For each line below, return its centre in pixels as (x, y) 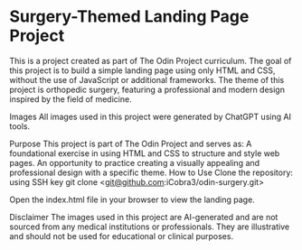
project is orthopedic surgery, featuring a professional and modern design (147, 89)
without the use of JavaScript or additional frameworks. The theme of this (147, 79)
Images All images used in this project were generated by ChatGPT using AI (151, 116)
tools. (20, 126)
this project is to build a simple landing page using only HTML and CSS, (142, 70)
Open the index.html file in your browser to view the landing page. (132, 199)
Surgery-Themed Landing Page (129, 17)
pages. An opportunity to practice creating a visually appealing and (135, 162)
